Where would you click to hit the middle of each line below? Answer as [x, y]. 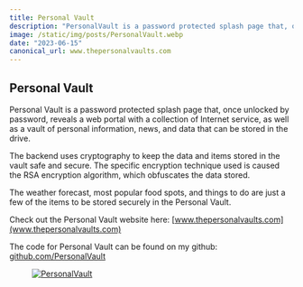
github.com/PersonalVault [58, 256]
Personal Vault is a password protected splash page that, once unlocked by [150, 109]
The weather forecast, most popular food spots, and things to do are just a [147, 192]
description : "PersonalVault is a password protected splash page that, [149, 26]
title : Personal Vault [52, 18]
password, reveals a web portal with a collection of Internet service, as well [149, 119]
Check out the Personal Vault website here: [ [92, 219]
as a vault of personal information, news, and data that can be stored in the [149, 128]
